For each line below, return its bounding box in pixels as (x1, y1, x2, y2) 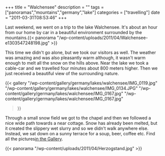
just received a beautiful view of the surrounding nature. (5, 71, 119, 76)
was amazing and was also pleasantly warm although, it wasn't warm (5, 55, 146, 61)
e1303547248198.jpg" (5, 40, 50, 46)
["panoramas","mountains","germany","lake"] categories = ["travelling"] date (5, 9, 160, 15)
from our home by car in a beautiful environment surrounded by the (5, 30, 142, 35)
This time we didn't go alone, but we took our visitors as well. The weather (5, 49, 156, 55)
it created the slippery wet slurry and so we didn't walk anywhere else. (5, 125, 149, 131)
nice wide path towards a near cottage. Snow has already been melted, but (5, 120, 158, 126)
